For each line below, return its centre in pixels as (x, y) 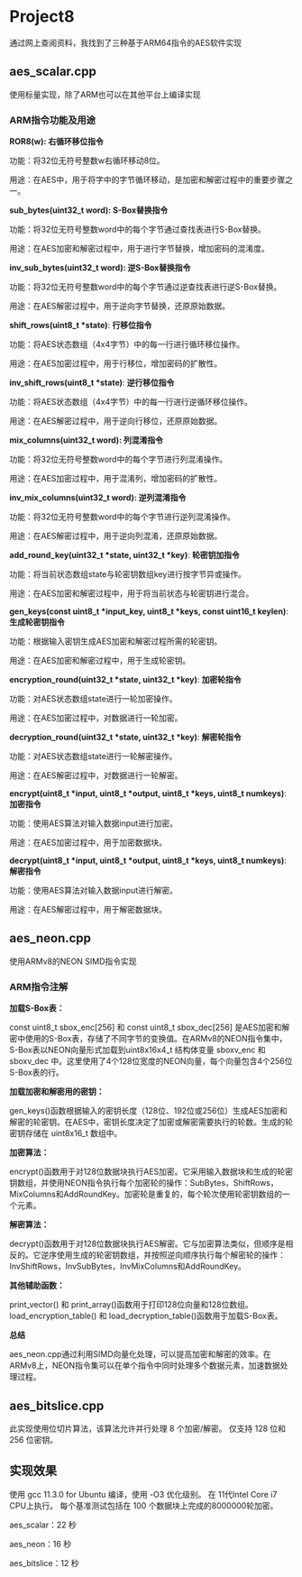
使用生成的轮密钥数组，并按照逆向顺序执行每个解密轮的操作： (171, 1255)
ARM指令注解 (39, 986)
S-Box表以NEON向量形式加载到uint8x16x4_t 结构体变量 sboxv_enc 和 (137, 1050)
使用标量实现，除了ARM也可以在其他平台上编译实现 (105, 94)
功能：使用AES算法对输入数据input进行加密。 (94, 823)
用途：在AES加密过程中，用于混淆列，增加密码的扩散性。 (116, 479)
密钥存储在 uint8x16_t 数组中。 (66, 1133)
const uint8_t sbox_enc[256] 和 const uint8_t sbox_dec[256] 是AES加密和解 (150, 1027)
